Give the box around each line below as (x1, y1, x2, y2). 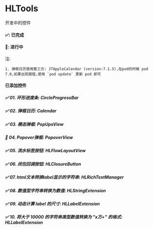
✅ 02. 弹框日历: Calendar (5, 108, 57, 114)
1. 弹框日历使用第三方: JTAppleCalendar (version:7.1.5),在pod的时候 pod (5, 67, 149, 71)
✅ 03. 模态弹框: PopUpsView (5, 121, 64, 127)
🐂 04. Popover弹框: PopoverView (5, 135, 73, 140)
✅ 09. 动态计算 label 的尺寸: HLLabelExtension (5, 201, 100, 206)
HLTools (5, 3, 38, 14)
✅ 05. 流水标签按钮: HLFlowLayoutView (5, 148, 86, 154)
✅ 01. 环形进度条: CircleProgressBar (5, 94, 79, 100)
